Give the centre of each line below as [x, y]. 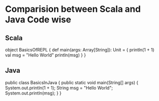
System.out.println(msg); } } [33, 93]
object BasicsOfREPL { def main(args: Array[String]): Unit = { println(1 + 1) [80, 50]
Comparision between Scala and [73, 9]
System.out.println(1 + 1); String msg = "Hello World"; [59, 88]
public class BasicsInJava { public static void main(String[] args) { [72, 82]
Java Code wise [38, 20]
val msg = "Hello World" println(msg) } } [46, 55]
